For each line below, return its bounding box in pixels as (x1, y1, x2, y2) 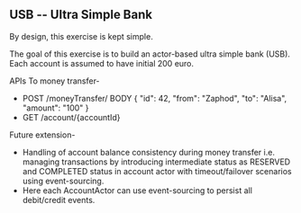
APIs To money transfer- (9, 75, 101, 86)
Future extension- (9, 129, 76, 140)
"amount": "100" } (22, 102, 89, 113)
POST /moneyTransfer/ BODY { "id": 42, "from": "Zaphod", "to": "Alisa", (22, 93, 287, 103)
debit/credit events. (22, 194, 96, 205)
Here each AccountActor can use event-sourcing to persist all (22, 184, 252, 196)
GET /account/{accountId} (22, 111, 121, 122)
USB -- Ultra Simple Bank (9, 7, 153, 22)
